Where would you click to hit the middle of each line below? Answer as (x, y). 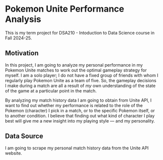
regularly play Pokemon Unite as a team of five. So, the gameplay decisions (81, 80)
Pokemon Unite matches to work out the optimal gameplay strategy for (76, 70)
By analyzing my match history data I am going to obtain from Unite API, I (78, 100)
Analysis (23, 19)
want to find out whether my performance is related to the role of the (74, 105)
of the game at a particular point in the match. (51, 90)
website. (14, 153)
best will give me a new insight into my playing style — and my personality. (80, 121)
